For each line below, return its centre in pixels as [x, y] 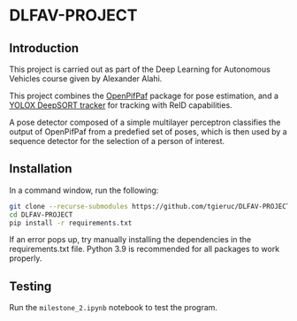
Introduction [44, 48]
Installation [41, 169]
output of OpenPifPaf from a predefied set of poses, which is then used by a [148, 132]
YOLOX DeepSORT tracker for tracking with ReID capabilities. [121, 105]
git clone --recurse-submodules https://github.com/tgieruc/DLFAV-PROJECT [150, 206]
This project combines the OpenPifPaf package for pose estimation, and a [144, 96]
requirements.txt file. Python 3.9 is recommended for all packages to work [145, 249]
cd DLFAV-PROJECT [41, 214]
